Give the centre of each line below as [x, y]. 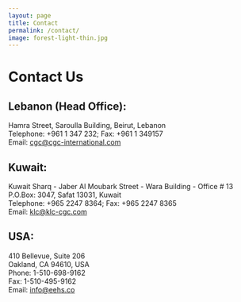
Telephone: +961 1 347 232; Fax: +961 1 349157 [86, 134]
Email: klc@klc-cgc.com [48, 212]
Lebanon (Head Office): [67, 106]
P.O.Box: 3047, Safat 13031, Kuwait [65, 195]
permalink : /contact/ [44, 30]
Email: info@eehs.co [42, 289]
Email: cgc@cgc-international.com [65, 142]
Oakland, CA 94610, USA [49, 264]
